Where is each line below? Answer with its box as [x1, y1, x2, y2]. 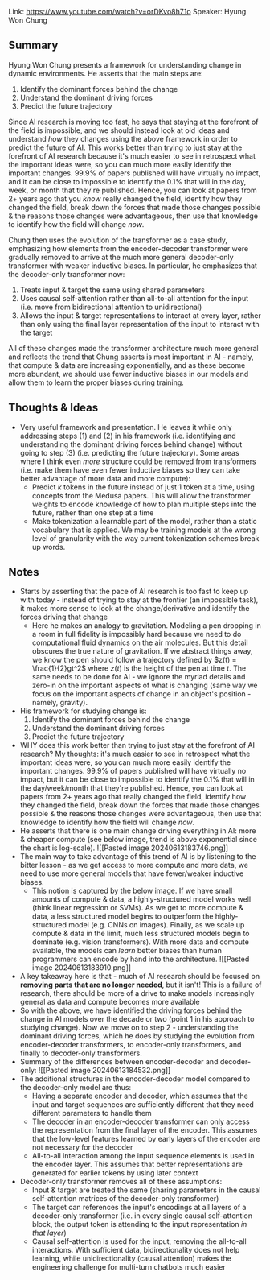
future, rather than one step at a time [31, 507, 154, 518]
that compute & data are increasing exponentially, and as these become [8, 360, 246, 370]
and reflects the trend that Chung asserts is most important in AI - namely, [8, 352, 255, 361]
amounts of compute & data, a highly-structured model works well [31, 894, 252, 904]
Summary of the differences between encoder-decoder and [19, 1057, 219, 1067]
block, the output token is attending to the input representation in [31, 1220, 247, 1229]
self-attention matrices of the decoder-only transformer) [31, 1194, 219, 1204]
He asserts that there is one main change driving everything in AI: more [19, 826, 256, 836]
